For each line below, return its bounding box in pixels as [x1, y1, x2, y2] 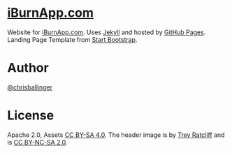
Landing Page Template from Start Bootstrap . [7, 35, 138, 43]
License [7, 108, 55, 124]
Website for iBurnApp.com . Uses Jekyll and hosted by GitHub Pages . [7, 28, 206, 36]
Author [7, 60, 49, 76]
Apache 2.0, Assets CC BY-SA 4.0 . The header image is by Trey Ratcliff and [7, 131, 225, 139]
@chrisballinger [7, 82, 53, 92]
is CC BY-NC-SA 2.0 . [7, 138, 68, 146]
